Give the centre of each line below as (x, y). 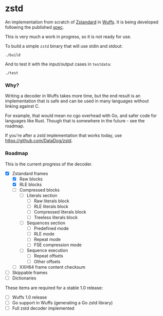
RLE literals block (51, 206)
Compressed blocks (39, 190)
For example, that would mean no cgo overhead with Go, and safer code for (81, 116)
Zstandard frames (30, 173)
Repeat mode (47, 239)
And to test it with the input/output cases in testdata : (58, 64)
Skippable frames (30, 272)
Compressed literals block (60, 212)
